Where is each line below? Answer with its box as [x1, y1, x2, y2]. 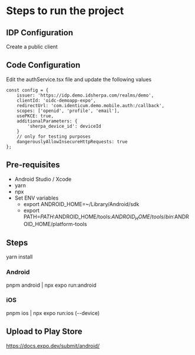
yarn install [6, 253, 33, 260]
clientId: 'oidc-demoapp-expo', [16, 97, 96, 104]
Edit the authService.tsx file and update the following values [6, 75, 152, 83]
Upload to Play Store [6, 327, 82, 337]
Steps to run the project [6, 4, 124, 18]
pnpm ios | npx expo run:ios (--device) [6, 309, 100, 316]
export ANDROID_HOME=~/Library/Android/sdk [23, 200, 140, 207]
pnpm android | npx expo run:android [6, 281, 97, 288]
